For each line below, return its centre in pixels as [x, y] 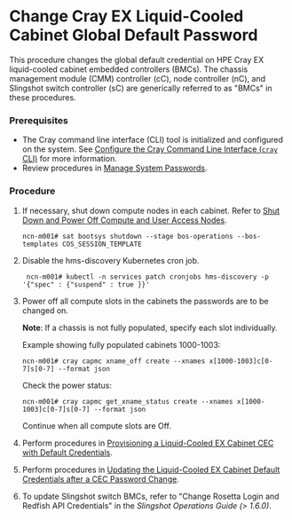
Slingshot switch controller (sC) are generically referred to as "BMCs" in [141, 88]
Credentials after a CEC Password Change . [100, 479]
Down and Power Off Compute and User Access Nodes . [125, 220]
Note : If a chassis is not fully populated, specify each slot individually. [150, 327]
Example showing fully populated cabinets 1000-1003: [121, 344]
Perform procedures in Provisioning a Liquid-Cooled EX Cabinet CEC [148, 443]
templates [40, 244]
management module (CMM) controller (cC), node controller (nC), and [138, 78]
